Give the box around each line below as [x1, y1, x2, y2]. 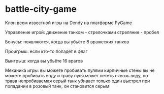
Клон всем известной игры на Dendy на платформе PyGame [5, 20, 132, 26]
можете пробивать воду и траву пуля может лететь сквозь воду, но [5, 72, 148, 78]
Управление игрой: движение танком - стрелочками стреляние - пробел [5, 29, 159, 35]
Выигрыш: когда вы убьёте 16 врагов [5, 58, 83, 63]
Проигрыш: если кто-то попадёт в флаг [5, 48, 88, 54]
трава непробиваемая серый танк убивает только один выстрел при [5, 78, 150, 84]
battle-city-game [5, 3, 77, 15]
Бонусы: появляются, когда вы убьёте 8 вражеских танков [5, 38, 129, 45]
